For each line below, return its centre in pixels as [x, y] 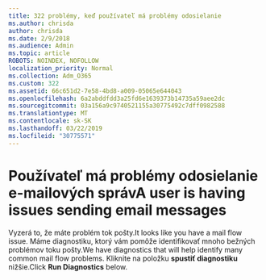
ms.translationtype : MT [48, 114]
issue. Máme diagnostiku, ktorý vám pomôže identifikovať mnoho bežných [132, 241]
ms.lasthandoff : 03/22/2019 [56, 128]
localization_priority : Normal [61, 69]
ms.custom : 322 [34, 83]
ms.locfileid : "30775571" [52, 136]
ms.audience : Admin [41, 46]
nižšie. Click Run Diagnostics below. [68, 266]
